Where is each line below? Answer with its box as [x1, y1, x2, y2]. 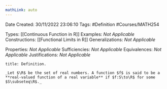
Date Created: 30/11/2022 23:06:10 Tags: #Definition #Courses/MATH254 [5, 21, 159, 27]
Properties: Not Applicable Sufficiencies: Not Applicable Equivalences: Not [5, 46, 161, 52]
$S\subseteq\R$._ [5, 79, 42, 84]
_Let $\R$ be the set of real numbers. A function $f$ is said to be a [5, 70, 160, 75]
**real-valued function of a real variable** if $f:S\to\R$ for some [5, 74, 156, 80]
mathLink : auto [5, 7, 38, 13]
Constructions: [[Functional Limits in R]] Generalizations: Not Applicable [5, 36, 156, 42]
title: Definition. [5, 61, 47, 66]
